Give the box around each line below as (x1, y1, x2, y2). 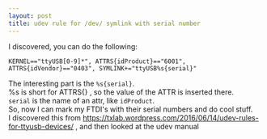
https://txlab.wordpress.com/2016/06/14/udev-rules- (83, 112, 259, 122)
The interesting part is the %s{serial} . (8, 78, 135, 88)
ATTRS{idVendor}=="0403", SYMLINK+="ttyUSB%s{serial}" (8, 64, 197, 73)
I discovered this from (8, 112, 82, 122)
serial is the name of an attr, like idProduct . (8, 95, 155, 105)
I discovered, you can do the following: (8, 41, 138, 51)
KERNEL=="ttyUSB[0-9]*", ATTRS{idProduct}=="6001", (8, 57, 186, 65)
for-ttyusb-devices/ (8, 121, 74, 131)
